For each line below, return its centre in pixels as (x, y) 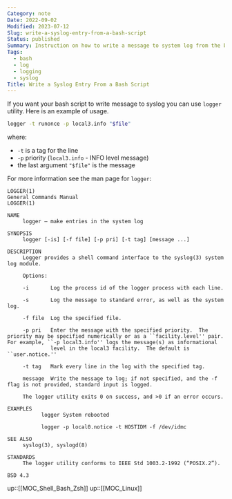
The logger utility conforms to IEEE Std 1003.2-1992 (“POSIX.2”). (122, 464)
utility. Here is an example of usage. (58, 111)
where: (17, 137)
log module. (24, 264)
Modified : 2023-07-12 (38, 26)
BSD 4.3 (18, 476)
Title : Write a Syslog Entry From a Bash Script (78, 84)
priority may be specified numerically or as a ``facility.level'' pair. (116, 337)
